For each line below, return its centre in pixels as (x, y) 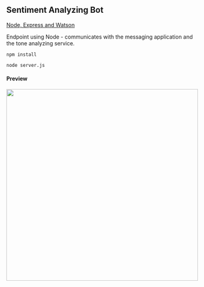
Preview (17, 78)
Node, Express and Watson (41, 25)
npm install (21, 55)
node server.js (26, 65)
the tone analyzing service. (40, 43)
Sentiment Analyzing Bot (55, 10)
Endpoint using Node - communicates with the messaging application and (100, 37)
